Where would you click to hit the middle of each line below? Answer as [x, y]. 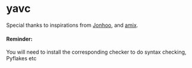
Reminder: [19, 39]
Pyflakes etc [21, 58]
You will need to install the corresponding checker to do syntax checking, [96, 52]
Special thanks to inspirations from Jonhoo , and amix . [72, 25]
